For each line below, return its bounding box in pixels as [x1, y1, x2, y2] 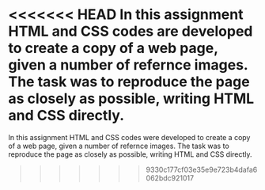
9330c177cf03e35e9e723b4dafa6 [146, 165, 258, 174]
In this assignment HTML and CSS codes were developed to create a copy [8, 132, 251, 142]
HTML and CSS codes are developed [8, 22, 253, 40]
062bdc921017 [146, 173, 195, 183]
